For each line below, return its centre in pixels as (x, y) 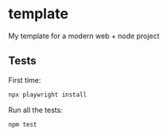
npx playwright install (48, 95)
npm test (23, 124)
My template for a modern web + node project (84, 36)
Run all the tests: (35, 110)
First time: (25, 80)
